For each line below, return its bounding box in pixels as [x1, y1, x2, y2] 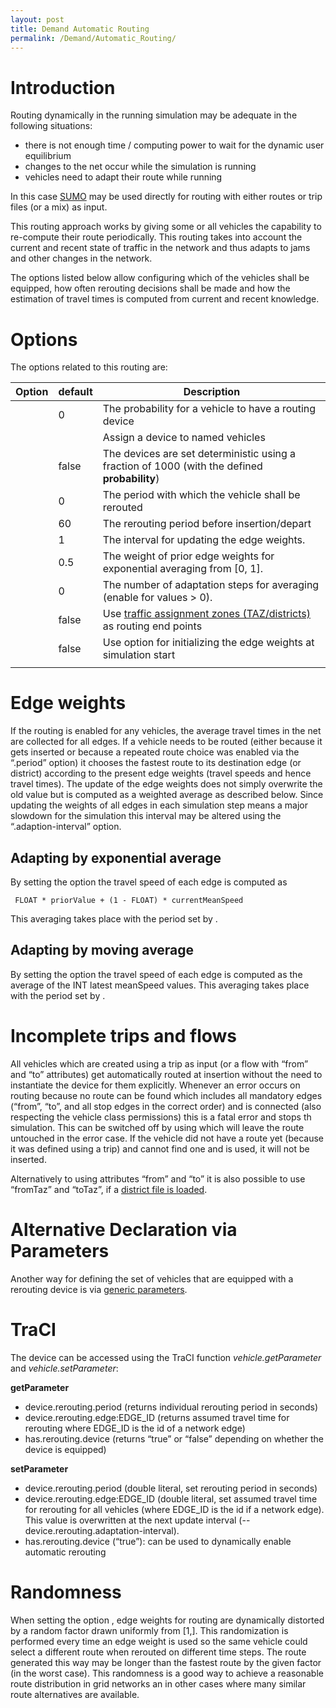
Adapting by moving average [10, 942, 195, 959]
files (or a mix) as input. [10, 201, 108, 213]
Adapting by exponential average [10, 849, 222, 866]
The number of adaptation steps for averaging [102, 578, 320, 592]
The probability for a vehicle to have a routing [102, 402, 317, 416]
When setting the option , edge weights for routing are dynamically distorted [10, 1614, 325, 1626]
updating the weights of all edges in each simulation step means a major [10, 799, 308, 811]
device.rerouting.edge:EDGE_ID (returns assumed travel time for [24, 1411, 290, 1423]
